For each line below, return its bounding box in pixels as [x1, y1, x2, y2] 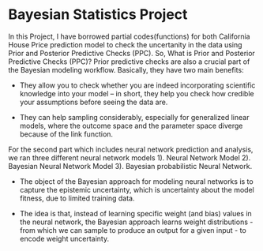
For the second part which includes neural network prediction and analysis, [8, 144, 254, 154]
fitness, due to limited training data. [19, 193, 135, 203]
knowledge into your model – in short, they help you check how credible [19, 88, 254, 98]
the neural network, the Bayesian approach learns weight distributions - [19, 217, 254, 227]
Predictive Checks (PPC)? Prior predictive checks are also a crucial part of [8, 57, 250, 66]
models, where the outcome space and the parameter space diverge [19, 121, 243, 130]
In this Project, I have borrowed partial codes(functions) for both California [8, 32, 250, 41]
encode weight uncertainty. [19, 234, 109, 243]
